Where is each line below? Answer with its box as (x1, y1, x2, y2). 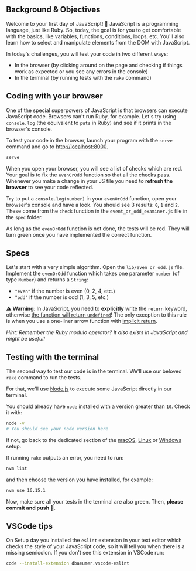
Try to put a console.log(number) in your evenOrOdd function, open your (6, 195, 177, 202)
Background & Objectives (6, 5, 101, 15)
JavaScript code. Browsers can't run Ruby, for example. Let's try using (6, 113, 177, 120)
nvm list (6, 465, 27, 471)
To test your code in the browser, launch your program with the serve (6, 137, 173, 144)
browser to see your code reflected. (6, 183, 94, 191)
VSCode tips (6, 521, 53, 531)
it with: (6, 409, 22, 416)
